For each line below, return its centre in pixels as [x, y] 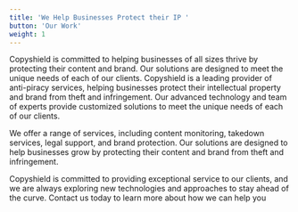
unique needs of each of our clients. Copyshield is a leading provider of [141, 78]
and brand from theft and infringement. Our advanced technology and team [148, 97]
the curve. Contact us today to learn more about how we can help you [138, 198]
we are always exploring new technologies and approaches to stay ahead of [149, 189]
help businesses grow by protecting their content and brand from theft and [146, 152]
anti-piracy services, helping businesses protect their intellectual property [145, 88]
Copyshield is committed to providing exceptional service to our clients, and [149, 179]
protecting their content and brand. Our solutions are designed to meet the [146, 69]
